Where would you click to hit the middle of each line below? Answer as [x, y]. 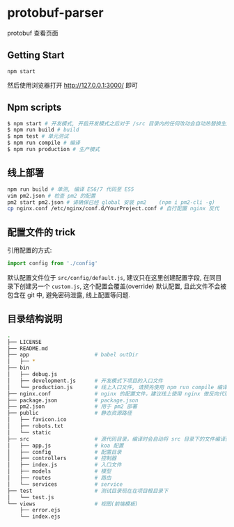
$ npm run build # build [43, 130]
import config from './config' [53, 263]
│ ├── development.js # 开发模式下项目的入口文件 [85, 381]
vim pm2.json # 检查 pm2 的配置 [52, 196]
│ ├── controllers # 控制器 [62, 458]
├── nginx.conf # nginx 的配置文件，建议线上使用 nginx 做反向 [113, 394]
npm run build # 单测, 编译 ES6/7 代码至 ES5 [71, 189]
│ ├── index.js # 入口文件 [64, 465]
